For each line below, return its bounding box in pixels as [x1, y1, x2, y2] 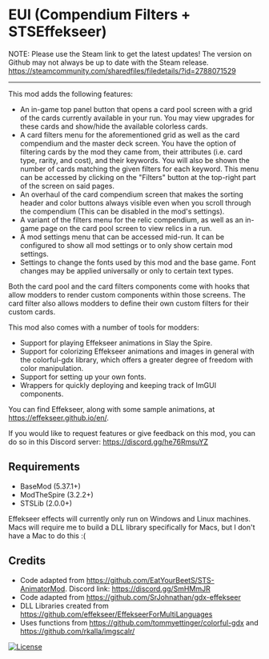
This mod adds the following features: [8, 89, 134, 98]
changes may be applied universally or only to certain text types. [19, 266, 234, 275]
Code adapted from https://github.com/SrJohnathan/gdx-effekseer [19, 592, 242, 601]
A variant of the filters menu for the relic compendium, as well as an [19, 214, 244, 225]
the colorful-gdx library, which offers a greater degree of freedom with [19, 354, 254, 365]
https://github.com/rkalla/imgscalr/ [19, 626, 135, 636]
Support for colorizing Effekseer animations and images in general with [19, 346, 255, 356]
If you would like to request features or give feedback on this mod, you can [8, 428, 256, 437]
